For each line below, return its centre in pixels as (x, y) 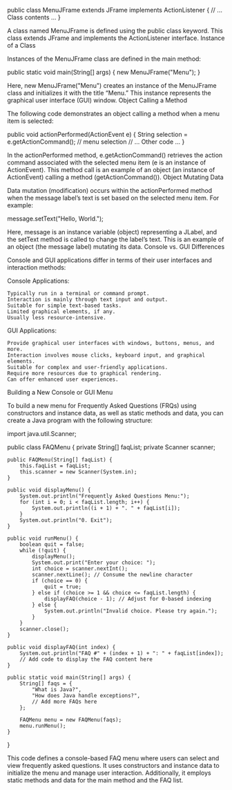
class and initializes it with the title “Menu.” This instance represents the (109, 93)
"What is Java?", (57, 690)
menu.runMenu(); (43, 726)
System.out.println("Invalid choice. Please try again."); (130, 611)
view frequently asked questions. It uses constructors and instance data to (113, 765)
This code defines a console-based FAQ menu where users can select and (113, 758)
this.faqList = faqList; (55, 466)
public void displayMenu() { (49, 490)
